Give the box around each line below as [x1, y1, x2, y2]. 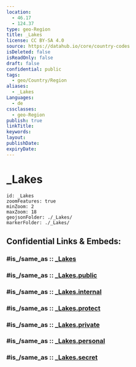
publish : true [6, 117, 43, 123]
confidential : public [6, 66, 62, 72]
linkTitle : [6, 123, 34, 129]
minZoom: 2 [6, 203, 34, 209]
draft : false [6, 60, 40, 66]
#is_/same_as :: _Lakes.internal [6, 287, 102, 296]
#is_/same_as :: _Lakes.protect [6, 304, 101, 312]
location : [6, 9, 32, 15]
